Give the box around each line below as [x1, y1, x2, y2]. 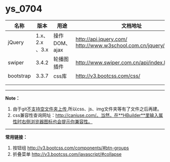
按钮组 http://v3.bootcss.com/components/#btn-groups [12, 145, 129, 151]
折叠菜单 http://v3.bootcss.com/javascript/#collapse [12, 151, 122, 157]
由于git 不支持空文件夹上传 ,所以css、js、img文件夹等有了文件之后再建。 [12, 106, 162, 112]
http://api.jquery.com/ [75, 35, 127, 43]
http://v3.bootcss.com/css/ [75, 72, 141, 79]
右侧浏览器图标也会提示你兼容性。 [21, 118, 93, 125]
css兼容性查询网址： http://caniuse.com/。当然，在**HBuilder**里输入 [12, 112, 159, 118]
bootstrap [8, 72, 31, 79]
